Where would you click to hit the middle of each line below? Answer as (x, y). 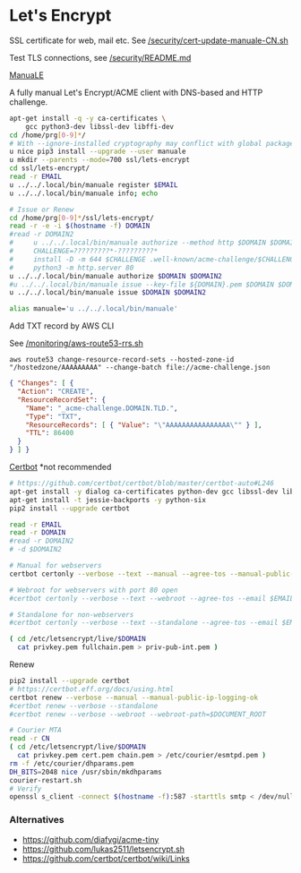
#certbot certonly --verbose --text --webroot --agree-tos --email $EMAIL (152, 598)
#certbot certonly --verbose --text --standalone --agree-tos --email (144, 623)
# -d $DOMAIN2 (36, 550)
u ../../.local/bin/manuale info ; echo (84, 193)
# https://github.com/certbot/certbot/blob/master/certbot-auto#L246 (142, 484)
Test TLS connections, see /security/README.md (100, 57)
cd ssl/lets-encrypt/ (50, 168)
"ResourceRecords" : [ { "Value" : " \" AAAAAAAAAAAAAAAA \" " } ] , (144, 425)
